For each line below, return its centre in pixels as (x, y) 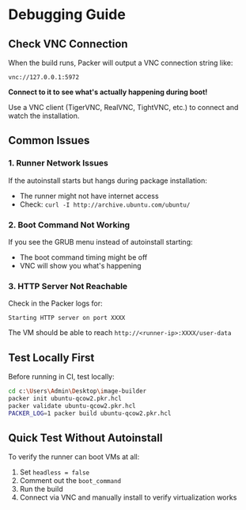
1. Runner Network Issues (59, 163)
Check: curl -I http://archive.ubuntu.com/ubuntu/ (105, 204)
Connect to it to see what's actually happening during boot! (108, 92)
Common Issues (49, 141)
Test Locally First (51, 358)
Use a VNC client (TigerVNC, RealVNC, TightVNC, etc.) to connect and (123, 107)
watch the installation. (44, 116)
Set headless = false (55, 472)
